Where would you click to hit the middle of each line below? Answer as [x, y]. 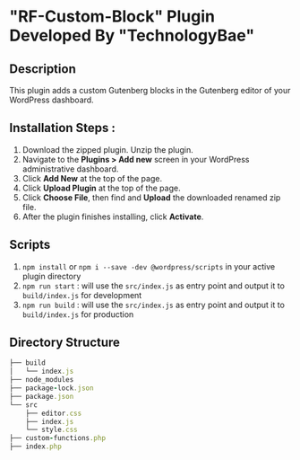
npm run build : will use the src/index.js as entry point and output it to [153, 305]
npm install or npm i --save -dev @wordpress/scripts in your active [149, 266]
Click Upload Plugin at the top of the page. [101, 188]
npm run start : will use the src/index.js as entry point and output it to [153, 286]
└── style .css [51, 430]
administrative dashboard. [70, 169]
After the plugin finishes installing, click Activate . [113, 217]
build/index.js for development [82, 295]
